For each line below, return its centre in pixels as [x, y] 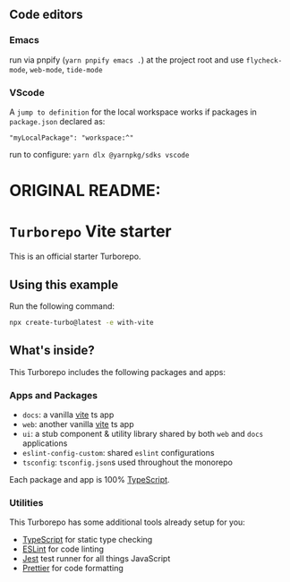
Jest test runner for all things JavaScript [96, 559]
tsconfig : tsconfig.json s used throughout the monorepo [127, 462]
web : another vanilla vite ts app [78, 424]
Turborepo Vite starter [90, 231]
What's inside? [52, 351]
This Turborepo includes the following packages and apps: [118, 372]
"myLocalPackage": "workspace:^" [72, 138]
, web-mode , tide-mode [64, 69]
